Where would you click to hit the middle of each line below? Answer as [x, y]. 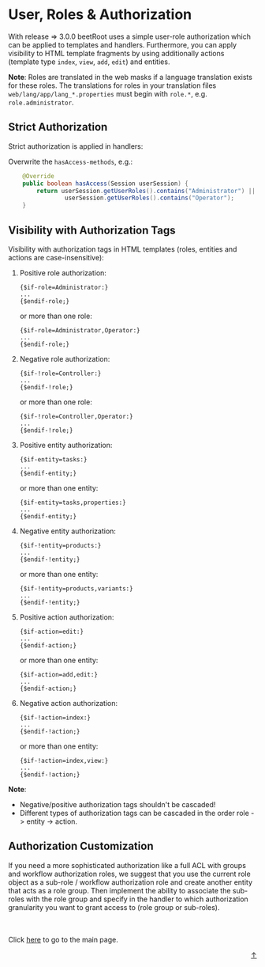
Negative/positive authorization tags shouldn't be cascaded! [118, 804]
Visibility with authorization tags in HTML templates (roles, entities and [123, 249]
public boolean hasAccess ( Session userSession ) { [106, 184]
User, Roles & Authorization [100, 15]
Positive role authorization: [63, 273]
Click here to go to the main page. [63, 939]
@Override [39, 176]
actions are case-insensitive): [56, 257]
